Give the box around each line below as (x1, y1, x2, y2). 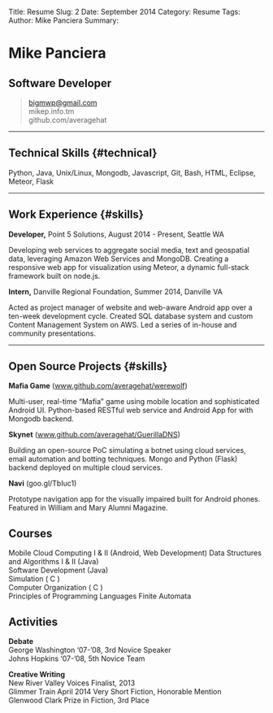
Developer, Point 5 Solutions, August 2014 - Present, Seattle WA (8, 229, 225, 239)
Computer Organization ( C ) (8, 583, 103, 593)
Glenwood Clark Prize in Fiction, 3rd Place (8, 695, 150, 706)
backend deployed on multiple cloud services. (8, 463, 163, 472)
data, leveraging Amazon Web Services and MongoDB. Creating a (8, 254, 229, 263)
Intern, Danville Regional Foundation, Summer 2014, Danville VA (8, 286, 223, 296)
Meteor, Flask (8, 176, 54, 186)
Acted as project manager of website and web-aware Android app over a (8, 302, 253, 312)
